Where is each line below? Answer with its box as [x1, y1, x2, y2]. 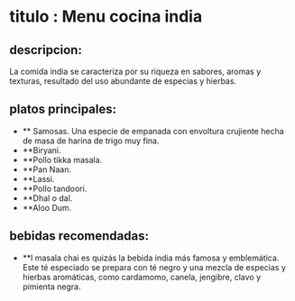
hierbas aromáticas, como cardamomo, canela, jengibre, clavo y [22, 271, 262, 282]
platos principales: [9, 102, 117, 117]
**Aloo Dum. [22, 202, 72, 213]
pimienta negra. [22, 281, 81, 292]
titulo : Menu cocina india [9, 6, 203, 27]
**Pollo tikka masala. [22, 154, 103, 165]
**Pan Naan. [22, 164, 72, 175]
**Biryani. [22, 144, 61, 155]
